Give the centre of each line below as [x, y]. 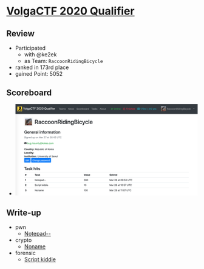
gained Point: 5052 [39, 74]
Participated [30, 48]
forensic [25, 253]
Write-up [24, 212]
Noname [35, 247]
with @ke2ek [40, 55]
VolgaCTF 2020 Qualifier [70, 11]
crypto [23, 240]
